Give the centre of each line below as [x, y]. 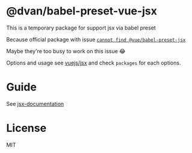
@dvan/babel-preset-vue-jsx [82, 11]
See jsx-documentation [35, 104]
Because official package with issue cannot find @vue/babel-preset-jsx [96, 39]
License [26, 128]
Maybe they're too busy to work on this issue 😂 [66, 51]
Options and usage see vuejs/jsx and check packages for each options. [94, 63]
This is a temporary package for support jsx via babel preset [81, 28]
